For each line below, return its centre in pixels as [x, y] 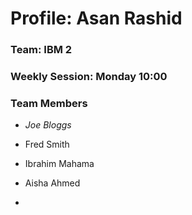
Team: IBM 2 [41, 50]
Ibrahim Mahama [59, 164]
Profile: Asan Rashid [96, 18]
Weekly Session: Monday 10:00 [89, 77]
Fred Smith [47, 144]
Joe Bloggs [48, 125]
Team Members [49, 103]
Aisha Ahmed [52, 183]
